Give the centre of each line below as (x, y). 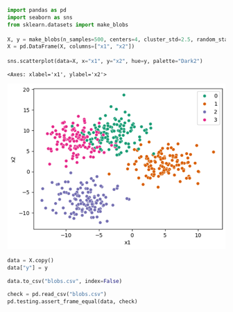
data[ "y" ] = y (28, 268)
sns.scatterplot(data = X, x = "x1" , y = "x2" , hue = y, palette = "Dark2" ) (105, 62)
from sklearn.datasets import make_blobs (68, 25)
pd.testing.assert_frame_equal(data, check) (72, 302)
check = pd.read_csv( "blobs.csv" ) (57, 294)
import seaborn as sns (40, 17)
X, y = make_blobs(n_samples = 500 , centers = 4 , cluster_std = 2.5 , (101, 39)
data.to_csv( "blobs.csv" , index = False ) (65, 281)
